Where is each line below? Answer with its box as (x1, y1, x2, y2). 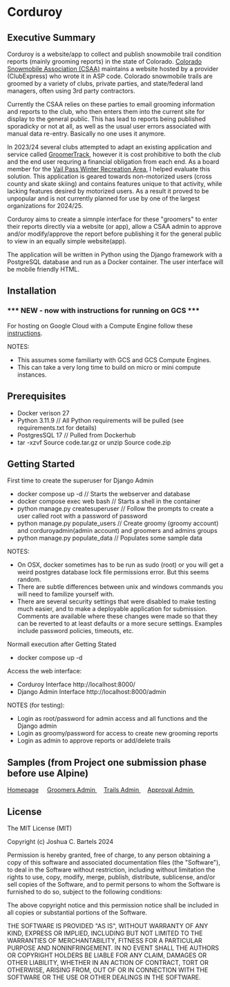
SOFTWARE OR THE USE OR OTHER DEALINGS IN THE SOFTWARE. (7, 972, 201, 981)
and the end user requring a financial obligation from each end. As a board (7, 158, 220, 166)
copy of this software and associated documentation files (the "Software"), (7, 858, 221, 866)
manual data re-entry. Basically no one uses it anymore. (7, 129, 166, 138)
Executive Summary (7, 32, 96, 44)
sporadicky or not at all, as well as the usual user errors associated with (7, 122, 211, 130)
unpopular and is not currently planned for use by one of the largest (7, 194, 200, 203)
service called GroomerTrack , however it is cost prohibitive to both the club (7, 150, 221, 158)
